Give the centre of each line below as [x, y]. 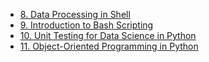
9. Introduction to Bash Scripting [86, 25]
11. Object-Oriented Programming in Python [109, 46]
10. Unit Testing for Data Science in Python [108, 35]
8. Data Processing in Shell [75, 14]
